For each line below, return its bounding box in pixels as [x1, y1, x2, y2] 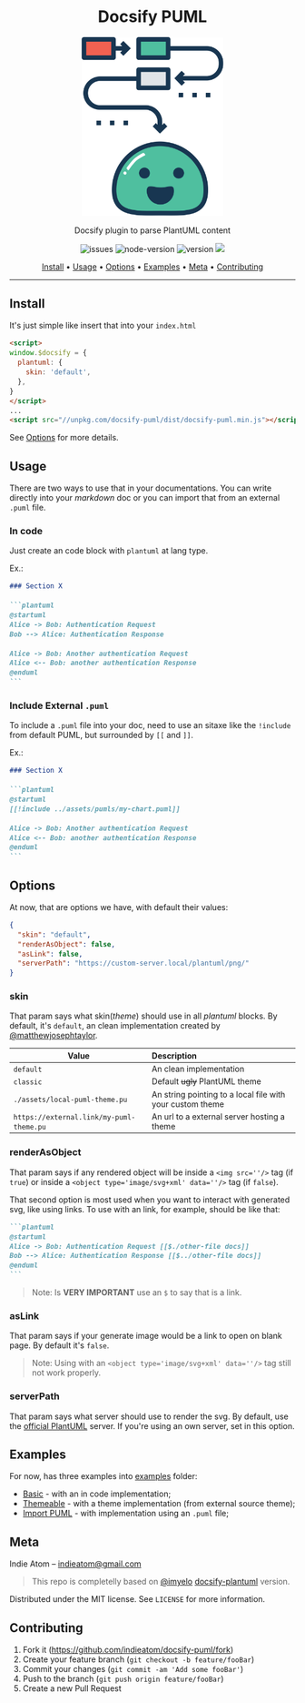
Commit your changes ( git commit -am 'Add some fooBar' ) [22, 1664, 244, 1675]
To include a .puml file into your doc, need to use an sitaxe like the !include [9, 720, 291, 731]
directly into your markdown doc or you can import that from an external [9, 492, 280, 503]
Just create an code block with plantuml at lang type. [9, 545, 209, 556]
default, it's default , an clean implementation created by [9, 1020, 221, 1031]
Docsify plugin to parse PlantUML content [74, 225, 231, 236]
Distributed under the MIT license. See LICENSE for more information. [9, 1594, 266, 1605]
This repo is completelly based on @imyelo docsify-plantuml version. [31, 1576, 290, 1587]
